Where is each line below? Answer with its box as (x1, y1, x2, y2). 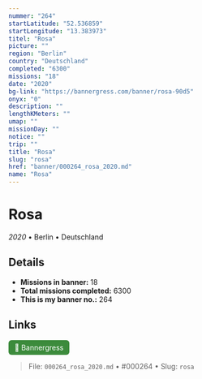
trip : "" (8, 140, 38, 149)
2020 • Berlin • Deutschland (8, 232, 104, 242)
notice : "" (8, 132, 45, 140)
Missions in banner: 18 (19, 277, 98, 286)
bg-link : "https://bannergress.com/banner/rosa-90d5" (8, 87, 195, 96)
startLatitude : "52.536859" (8, 19, 104, 28)
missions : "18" (8, 72, 60, 80)
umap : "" (8, 118, 38, 126)
